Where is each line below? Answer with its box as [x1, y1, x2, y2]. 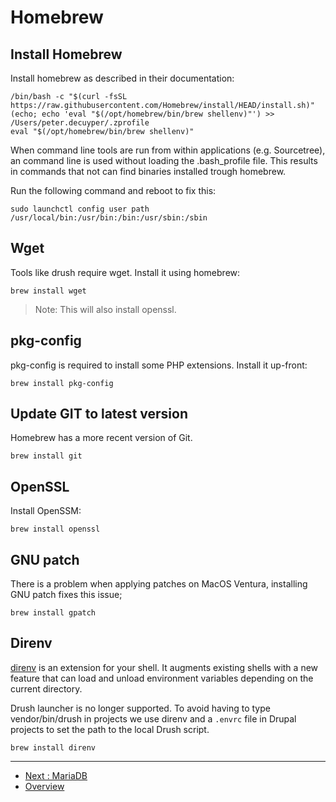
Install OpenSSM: [10, 505, 82, 517]
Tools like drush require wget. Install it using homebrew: [10, 266, 241, 278]
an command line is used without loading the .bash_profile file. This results [10, 155, 318, 166]
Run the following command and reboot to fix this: [10, 185, 217, 196]
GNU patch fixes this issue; [10, 589, 123, 601]
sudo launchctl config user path [10, 204, 150, 214]
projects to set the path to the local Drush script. [10, 723, 210, 735]
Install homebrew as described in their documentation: [10, 72, 235, 84]
